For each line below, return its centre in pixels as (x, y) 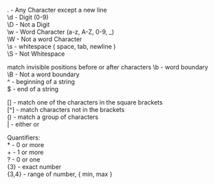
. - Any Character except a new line (57, 10)
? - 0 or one (24, 160)
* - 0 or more (26, 145)
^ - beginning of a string (41, 81)
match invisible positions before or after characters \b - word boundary (107, 67)
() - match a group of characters (53, 117)
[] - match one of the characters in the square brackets (85, 102)
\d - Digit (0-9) (28, 17)
